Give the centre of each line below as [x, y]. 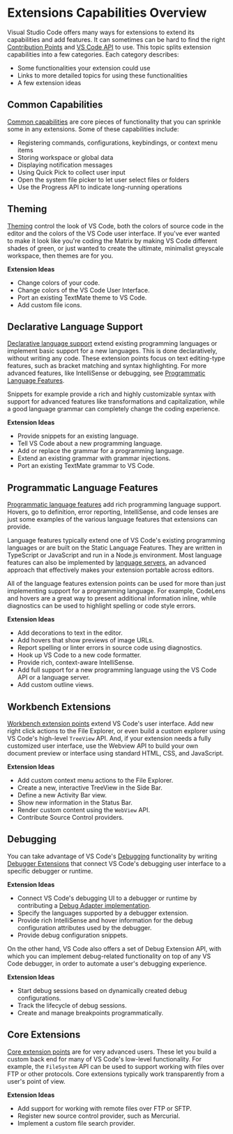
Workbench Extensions [59, 707]
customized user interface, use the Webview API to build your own [103, 746]
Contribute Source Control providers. [70, 817]
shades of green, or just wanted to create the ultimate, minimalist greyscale [115, 248]
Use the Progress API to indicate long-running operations [100, 187]
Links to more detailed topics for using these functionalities [103, 75]
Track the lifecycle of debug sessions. [72, 1005]
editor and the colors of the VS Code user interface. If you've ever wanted [114, 233]
